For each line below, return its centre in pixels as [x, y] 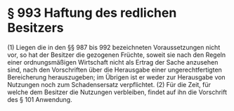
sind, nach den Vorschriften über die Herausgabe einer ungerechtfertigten [115, 70]
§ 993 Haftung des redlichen [92, 13]
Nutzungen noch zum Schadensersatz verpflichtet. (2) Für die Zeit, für [109, 84]
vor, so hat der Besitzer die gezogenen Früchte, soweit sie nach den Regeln [117, 55]
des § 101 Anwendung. [40, 99]
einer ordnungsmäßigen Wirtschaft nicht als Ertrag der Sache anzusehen [113, 62]
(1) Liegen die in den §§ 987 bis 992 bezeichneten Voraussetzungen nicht [114, 47]
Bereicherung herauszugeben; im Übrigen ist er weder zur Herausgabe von [117, 77]
